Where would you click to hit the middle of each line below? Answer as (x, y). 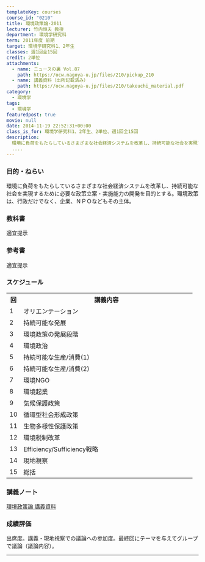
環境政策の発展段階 (51, 334)
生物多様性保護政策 (51, 426)
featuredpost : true (31, 115)
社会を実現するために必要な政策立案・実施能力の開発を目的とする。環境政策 (103, 193)
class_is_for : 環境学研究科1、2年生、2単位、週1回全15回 (72, 132)
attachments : (23, 63)
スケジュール (25, 283)
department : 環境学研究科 (37, 35)
